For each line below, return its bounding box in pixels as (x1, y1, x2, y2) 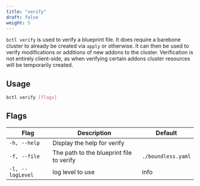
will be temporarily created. (6, 61, 73, 69)
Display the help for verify (52, 138, 125, 147)
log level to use (52, 168, 95, 176)
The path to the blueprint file (52, 148, 132, 157)
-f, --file (9, 153, 40, 160)
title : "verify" (6, 8, 46, 15)
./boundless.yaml (142, 153, 191, 160)
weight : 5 (6, 20, 31, 26)
